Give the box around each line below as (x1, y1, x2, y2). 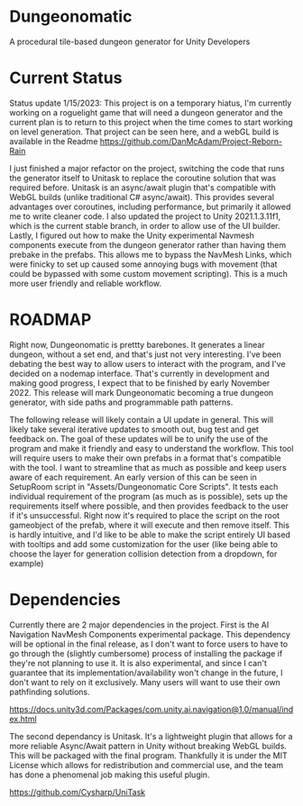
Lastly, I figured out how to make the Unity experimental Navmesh (9, 230, 255, 241)
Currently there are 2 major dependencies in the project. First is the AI (9, 619, 270, 630)
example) (9, 557, 44, 569)
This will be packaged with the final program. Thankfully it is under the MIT (9, 750, 289, 761)
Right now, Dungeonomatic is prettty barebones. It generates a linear (9, 339, 265, 350)
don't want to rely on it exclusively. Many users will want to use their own (9, 676, 281, 687)
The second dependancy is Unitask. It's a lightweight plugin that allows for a (9, 730, 293, 741)
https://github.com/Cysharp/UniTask (9, 786, 146, 797)
